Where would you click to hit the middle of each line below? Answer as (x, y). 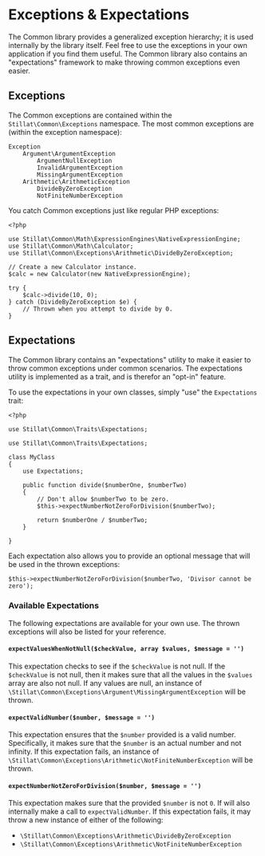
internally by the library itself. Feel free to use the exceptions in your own (128, 45)
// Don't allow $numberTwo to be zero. (103, 499)
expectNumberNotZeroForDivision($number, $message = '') (105, 786)
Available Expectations (54, 606)
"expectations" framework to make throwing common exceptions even (125, 62)
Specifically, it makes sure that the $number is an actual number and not (125, 743)
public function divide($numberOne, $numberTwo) (105, 485)
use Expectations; (53, 471)
